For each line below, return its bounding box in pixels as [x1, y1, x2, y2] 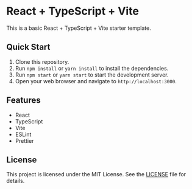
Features [6, 95, 41, 106]
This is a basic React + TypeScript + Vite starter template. [6, 24, 151, 32]
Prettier [15, 137, 34, 144]
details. [6, 177, 25, 185]
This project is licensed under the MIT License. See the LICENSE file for [6, 171, 187, 178]
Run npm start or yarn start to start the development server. [15, 71, 169, 78]
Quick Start [6, 42, 51, 52]
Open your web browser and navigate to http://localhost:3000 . [15, 77, 177, 84]
